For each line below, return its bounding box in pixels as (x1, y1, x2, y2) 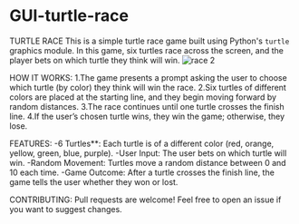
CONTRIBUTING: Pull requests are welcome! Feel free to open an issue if (9, 194, 282, 205)
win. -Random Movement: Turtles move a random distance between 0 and (9, 157, 287, 168)
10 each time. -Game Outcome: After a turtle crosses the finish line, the (9, 167, 275, 178)
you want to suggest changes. (9, 203, 122, 214)
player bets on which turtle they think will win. (9, 54, 180, 65)
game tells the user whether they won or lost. (9, 176, 178, 187)
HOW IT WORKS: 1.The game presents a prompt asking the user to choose (9, 72, 287, 83)
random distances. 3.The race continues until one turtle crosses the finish (9, 101, 285, 112)
